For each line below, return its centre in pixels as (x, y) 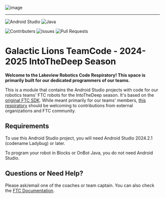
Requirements (27, 126)
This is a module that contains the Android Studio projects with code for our (82, 90)
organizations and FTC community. (41, 111)
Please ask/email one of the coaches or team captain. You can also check (80, 185)
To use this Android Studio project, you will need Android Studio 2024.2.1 (79, 138)
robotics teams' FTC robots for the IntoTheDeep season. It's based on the (80, 95)
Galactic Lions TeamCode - (61, 51)
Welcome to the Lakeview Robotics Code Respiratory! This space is (75, 75)
